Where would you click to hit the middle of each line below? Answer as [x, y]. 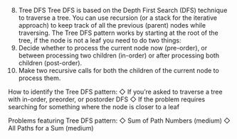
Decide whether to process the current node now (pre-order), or [113, 48]
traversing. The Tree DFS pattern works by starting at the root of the [118, 33]
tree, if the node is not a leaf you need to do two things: [100, 40]
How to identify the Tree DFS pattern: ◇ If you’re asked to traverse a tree [115, 92]
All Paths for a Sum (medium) [51, 128]
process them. [39, 78]
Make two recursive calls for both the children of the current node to [118, 71]
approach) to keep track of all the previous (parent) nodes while [112, 25]
